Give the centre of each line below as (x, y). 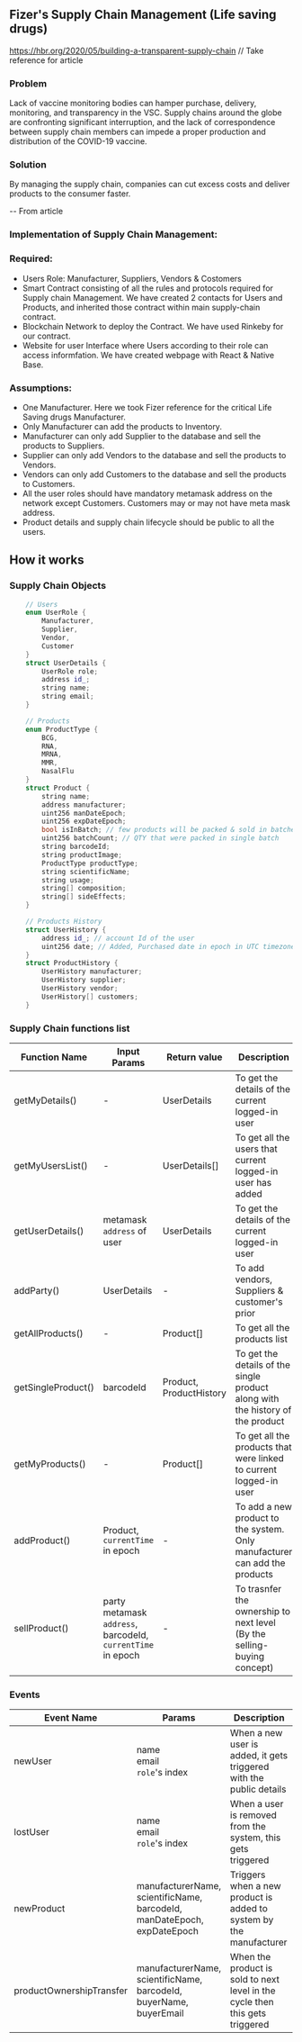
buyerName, (162, 2002)
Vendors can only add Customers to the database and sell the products (154, 474)
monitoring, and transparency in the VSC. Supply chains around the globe (146, 113)
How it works (47, 560)
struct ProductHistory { (72, 963)
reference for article (46, 60)
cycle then (252, 2002)
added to (249, 1909)
